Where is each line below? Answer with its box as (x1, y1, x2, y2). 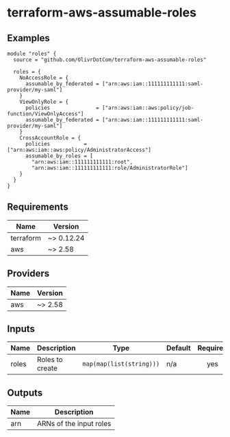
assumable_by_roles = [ (25, 153, 94, 159)
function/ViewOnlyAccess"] (7, 111, 84, 117)
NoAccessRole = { (19, 74, 69, 81)
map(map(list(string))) (82, 360, 160, 368)
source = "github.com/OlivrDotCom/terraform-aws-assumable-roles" (13, 56, 207, 63)
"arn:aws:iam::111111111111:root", (31, 159, 133, 166)
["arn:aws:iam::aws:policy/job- (101, 104, 194, 111)
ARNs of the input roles (36, 419, 112, 429)
